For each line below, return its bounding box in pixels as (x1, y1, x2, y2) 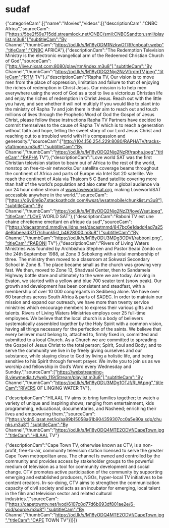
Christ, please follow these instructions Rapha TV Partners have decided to (5, 117, 161, 123)
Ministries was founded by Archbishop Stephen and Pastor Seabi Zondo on (5, 245, 161, 251)
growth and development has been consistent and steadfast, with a (5, 283, 145, 289)
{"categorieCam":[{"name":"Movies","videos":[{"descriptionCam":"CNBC (5, 20, 158, 26)
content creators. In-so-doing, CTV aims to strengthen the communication (5, 480, 160, 486)
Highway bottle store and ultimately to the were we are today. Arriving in (5, 272, 155, 278)
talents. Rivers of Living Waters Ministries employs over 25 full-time (5, 309, 146, 316)
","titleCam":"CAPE (5, 517, 44, 523)
